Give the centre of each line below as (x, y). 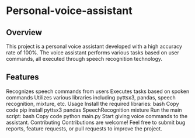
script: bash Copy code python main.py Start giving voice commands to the (97, 116)
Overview (24, 32)
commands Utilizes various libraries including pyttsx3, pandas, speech (91, 97)
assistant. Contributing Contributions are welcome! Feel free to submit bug (96, 122)
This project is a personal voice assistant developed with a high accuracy (94, 46)
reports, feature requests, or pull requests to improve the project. (84, 128)
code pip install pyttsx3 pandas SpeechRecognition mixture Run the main (94, 110)
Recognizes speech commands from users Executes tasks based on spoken (98, 91)
